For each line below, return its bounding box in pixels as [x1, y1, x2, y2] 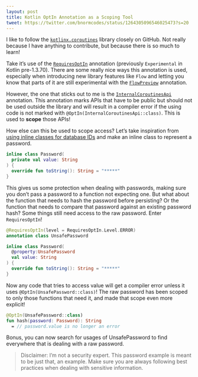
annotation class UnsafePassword [6, 233, 89, 239]
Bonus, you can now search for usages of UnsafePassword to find [6, 334, 167, 341]
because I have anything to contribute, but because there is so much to [6, 42, 180, 49]
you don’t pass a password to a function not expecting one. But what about [6, 191, 189, 198]
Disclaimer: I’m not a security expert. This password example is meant [20, 351, 192, 359]
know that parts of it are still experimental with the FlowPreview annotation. [6, 79, 187, 86]
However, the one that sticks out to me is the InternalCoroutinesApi [6, 90, 172, 98]
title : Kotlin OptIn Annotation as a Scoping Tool [6, 14, 134, 20]
